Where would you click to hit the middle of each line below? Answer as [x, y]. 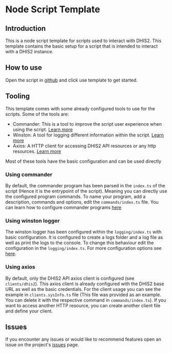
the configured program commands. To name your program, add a [75, 197]
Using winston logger [33, 221]
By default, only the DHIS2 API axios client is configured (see [70, 278]
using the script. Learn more [43, 129]
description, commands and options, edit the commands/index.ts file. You [82, 202]
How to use [24, 68]
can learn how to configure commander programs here [63, 207]
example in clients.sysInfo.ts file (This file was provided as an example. [83, 295]
